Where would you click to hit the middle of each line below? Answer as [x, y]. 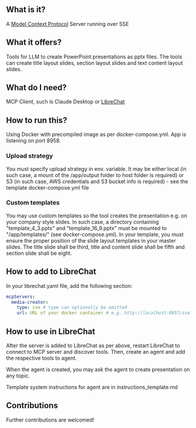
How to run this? [37, 120]
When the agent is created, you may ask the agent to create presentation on [98, 369]
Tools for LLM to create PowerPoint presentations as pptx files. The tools [94, 57]
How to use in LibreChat [51, 331]
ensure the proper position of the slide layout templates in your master [91, 240]
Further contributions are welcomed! [50, 420]
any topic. [18, 376]
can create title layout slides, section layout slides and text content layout [94, 63]
